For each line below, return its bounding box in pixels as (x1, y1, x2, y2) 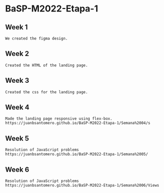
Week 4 (5, 103, 30, 112)
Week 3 (5, 76, 29, 85)
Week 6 (5, 165, 29, 174)
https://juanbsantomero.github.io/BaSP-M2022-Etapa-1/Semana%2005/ (5, 152, 149, 157)
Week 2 (5, 49, 29, 58)
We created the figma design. (5, 36, 68, 41)
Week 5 (5, 134, 29, 143)
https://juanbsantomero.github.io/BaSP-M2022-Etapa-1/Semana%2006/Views (5, 183, 160, 188)
